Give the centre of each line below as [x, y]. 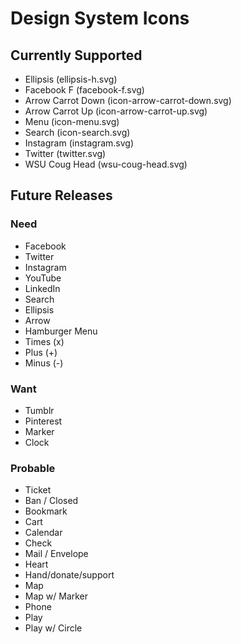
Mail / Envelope [56, 554]
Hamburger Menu [61, 331]
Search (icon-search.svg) [77, 132]
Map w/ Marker [56, 596]
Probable [33, 468]
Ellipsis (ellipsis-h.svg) [71, 79]
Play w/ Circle [53, 628]
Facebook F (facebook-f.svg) [84, 90]
